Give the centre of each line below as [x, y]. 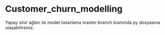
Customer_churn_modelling [64, 9]
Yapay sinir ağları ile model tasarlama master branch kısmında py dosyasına [83, 22]
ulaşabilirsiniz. [20, 27]
